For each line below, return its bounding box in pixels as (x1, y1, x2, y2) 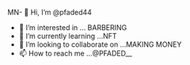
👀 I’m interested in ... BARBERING (18, 23, 127, 32)
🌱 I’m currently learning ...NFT (18, 32, 117, 40)
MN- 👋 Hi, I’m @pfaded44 (7, 8, 93, 17)
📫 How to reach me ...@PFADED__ (18, 48, 132, 58)
